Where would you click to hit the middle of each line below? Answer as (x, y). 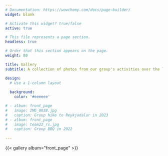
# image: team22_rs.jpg (32, 124)
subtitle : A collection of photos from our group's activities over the (82, 69)
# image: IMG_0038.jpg (31, 110)
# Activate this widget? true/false (43, 23)
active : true (19, 28)
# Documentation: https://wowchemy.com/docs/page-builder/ (68, 10)
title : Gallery (21, 64)
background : (22, 92)
